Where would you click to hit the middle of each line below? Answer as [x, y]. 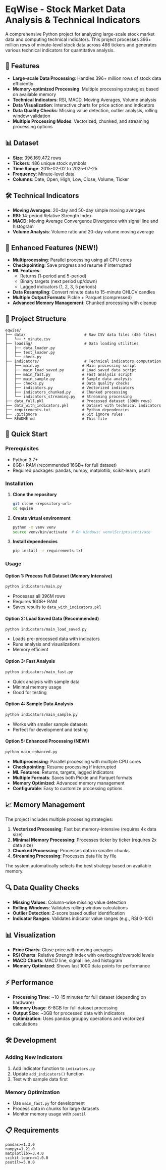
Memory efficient [31, 650]
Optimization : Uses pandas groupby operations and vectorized [78, 1018]
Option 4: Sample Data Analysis [39, 704]
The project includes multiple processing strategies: [59, 819]
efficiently [23, 83]
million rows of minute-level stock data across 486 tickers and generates [81, 44]
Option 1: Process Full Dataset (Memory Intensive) [59, 576]
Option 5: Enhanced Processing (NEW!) [47, 741]
